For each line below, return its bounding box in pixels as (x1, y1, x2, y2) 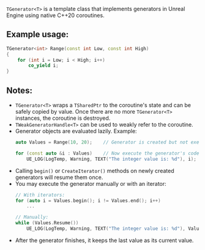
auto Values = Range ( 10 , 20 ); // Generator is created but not (15, 139, 188, 145)
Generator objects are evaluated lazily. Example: (15, 128, 137, 134)
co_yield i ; (28, 62, 59, 69)
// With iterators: (15, 192, 65, 198)
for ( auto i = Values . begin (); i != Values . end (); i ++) (15, 197, 161, 204)
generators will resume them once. (15, 174, 103, 181)
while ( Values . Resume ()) (15, 220, 79, 226)
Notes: (6, 85, 32, 95)
